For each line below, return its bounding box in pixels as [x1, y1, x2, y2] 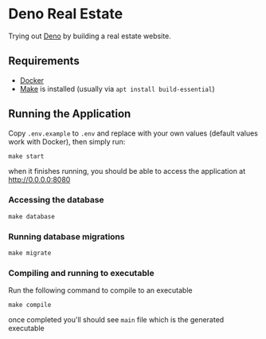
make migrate [8, 249, 52, 258]
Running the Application [8, 107, 131, 120]
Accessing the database [8, 195, 105, 206]
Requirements [8, 54, 80, 68]
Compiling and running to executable [8, 268, 155, 279]
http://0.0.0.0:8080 [8, 175, 71, 184]
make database [8, 212, 56, 220]
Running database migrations [8, 231, 125, 242]
